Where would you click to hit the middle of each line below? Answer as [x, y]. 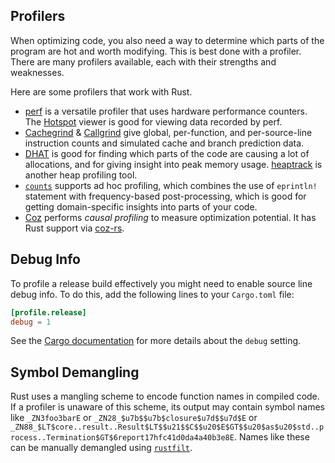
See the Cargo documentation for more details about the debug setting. [156, 341]
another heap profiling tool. [81, 175]
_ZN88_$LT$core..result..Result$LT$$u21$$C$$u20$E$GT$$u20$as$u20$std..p [167, 427]
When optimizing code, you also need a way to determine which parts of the [167, 40]
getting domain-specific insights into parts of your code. [141, 206]
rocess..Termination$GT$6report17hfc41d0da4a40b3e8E [122, 438]
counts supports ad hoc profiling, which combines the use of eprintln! [171, 185]
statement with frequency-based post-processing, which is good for [165, 196]
